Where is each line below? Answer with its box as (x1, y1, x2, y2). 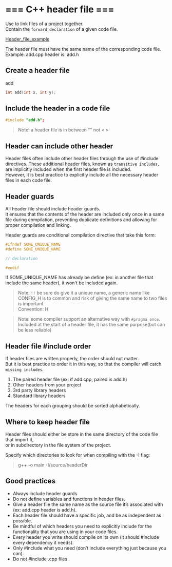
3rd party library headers (12, 387, 66, 394)
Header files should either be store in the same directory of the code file (5, 431, 158, 437)
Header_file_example (5, 36, 50, 42)
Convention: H (17, 306, 49, 312)
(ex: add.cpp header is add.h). (12, 506, 77, 513)
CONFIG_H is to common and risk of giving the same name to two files (17, 295, 167, 301)
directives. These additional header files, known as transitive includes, (5, 161, 160, 167)
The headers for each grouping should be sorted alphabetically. (5, 403, 140, 409)
